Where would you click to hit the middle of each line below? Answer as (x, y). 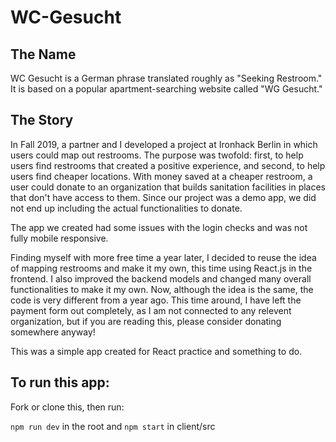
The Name (43, 54)
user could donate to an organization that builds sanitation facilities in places (168, 187)
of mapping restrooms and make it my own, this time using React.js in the (161, 268)
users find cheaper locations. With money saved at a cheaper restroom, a (161, 176)
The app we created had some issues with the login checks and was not (159, 227)
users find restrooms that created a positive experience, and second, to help (168, 165)
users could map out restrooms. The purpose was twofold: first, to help (157, 155)
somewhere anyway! (53, 332)
